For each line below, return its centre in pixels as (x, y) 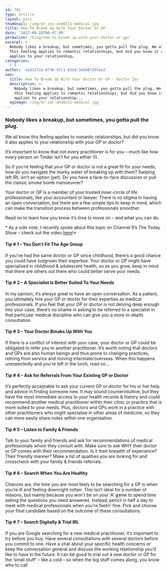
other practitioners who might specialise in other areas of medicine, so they (83, 413)
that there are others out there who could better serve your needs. (73, 271)
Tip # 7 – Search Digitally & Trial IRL (42, 522)
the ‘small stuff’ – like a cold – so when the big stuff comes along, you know (83, 560)
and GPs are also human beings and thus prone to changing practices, (77, 353)
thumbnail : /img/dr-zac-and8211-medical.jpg (52, 24)
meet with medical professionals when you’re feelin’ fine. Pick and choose (81, 505)
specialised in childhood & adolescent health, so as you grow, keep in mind (82, 266)
